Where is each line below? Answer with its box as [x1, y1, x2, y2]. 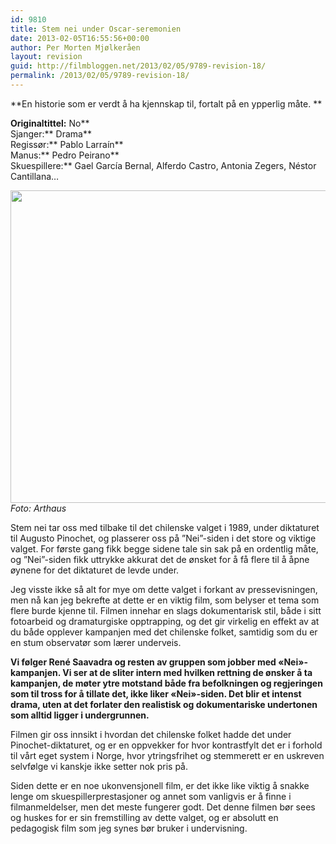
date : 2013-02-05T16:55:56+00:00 [10, 33, 150, 43]
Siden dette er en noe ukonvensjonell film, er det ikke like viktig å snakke [10, 779, 310, 791]
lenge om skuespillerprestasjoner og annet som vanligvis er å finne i [10, 790, 292, 802]
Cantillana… [10, 170, 60, 182]
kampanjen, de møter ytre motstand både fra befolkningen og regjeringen [10, 677, 323, 689]
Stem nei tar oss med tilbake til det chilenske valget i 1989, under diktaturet [10, 521, 320, 533]
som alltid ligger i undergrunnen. [10, 709, 150, 721]
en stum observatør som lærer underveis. [10, 636, 182, 648]
